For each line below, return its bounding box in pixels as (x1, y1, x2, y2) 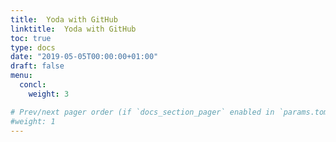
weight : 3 (28, 89, 70, 99)
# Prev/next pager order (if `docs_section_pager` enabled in (10, 107, 275, 117)
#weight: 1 (10, 116, 56, 126)
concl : (19, 80, 47, 90)
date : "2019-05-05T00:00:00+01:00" (10, 52, 159, 62)
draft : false (10, 61, 65, 71)
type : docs (10, 42, 56, 53)
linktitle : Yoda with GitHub (10, 24, 137, 34)
